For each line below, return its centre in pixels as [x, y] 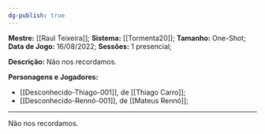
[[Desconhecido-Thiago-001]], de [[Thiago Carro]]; [103, 92]
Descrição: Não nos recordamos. [62, 61]
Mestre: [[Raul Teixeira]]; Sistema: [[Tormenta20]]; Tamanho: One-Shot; [127, 38]
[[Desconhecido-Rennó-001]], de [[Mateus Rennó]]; [104, 100]
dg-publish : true [37, 15]
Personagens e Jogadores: [53, 76]
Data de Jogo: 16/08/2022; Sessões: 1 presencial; [90, 46]
